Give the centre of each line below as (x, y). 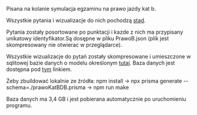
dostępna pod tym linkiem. (39, 69)
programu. (19, 105)
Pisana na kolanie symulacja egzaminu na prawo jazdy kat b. (81, 9)
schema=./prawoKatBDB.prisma (46, 87)
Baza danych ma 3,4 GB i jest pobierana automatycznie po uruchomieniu (96, 99)
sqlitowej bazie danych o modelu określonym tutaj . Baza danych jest (91, 63)
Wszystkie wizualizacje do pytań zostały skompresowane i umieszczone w (98, 56)
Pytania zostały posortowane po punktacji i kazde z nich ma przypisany (95, 32)
